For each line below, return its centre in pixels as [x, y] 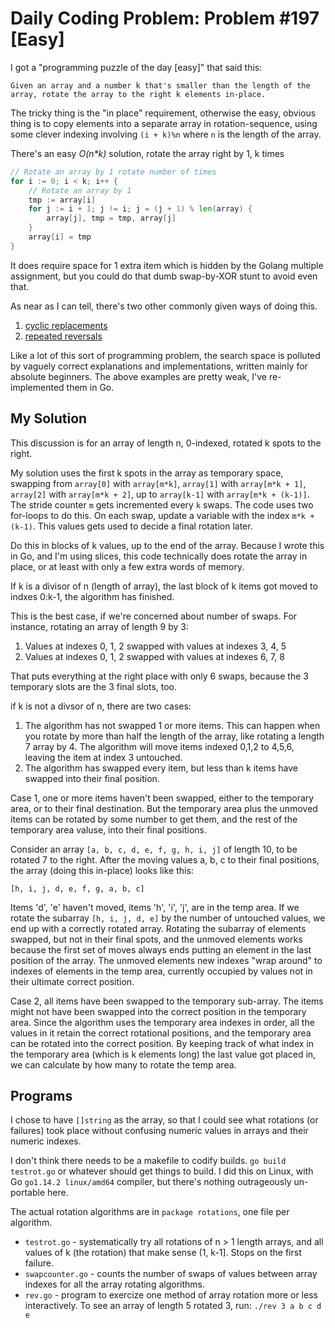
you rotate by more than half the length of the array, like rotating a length [174, 736]
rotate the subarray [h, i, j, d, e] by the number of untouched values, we [168, 918]
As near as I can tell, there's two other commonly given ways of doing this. [164, 306]
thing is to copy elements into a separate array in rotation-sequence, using [164, 123]
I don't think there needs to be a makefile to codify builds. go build [148, 1161]
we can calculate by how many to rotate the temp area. [123, 1064]
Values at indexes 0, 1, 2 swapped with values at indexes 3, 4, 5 [155, 646]
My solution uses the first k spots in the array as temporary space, [147, 473]
